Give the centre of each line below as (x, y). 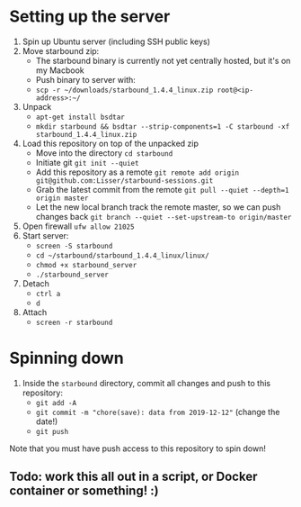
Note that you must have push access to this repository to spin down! (138, 448)
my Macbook (60, 70)
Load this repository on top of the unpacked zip (111, 143)
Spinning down (66, 358)
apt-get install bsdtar (80, 117)
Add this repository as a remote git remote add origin (137, 172)
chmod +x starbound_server (86, 265)
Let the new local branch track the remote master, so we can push (158, 207)
